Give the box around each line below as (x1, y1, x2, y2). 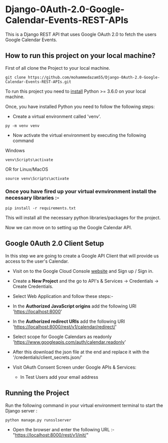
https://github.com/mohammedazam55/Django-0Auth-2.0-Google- (27, 75, 160, 80)
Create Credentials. (12, 283, 53, 289)
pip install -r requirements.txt (5, 206, 76, 211)
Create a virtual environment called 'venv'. (12, 113, 102, 119)
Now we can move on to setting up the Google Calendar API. (5, 225, 132, 231)
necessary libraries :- (5, 194, 59, 201)
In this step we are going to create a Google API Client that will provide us (5, 253, 159, 259)
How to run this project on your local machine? (5, 51, 156, 60)
